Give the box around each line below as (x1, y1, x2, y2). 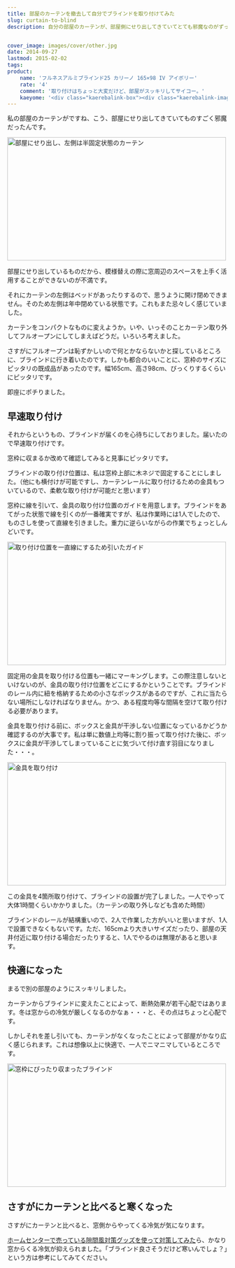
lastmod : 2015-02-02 (7, 55, 68, 62)
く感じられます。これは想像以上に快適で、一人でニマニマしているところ (7, 1040, 215, 1048)
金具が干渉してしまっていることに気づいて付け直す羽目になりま (25, 739, 208, 747)
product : (7, 68, 33, 75)
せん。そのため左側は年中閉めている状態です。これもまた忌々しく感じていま (7, 300, 227, 308)
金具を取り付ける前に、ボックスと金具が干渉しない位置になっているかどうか (7, 721, 227, 730)
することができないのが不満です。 (13, 276, 111, 284)
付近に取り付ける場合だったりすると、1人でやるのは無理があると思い (13, 934, 212, 942)
